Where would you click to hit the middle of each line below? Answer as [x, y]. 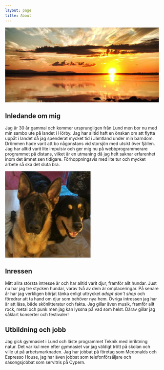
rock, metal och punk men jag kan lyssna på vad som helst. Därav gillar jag [80, 309]
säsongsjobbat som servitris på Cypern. [45, 362]
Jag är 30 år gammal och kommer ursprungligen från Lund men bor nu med [81, 128]
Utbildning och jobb [36, 330]
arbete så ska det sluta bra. [32, 164]
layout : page [18, 10]
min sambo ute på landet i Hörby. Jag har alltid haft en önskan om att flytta [80, 133]
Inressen [19, 271]
